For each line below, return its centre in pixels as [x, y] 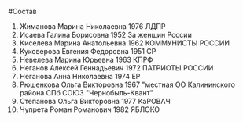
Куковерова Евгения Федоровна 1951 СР [88, 51]
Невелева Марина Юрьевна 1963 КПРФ [86, 59]
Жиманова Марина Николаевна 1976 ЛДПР [92, 26]
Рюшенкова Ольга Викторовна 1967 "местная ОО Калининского [127, 84]
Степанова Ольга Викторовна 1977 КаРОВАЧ [95, 101]
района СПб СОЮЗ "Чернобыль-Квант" [86, 93]
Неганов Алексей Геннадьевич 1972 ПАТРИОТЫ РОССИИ [116, 68]
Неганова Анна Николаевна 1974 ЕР [80, 76]
